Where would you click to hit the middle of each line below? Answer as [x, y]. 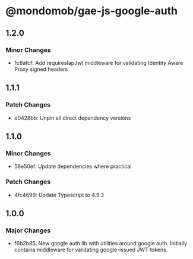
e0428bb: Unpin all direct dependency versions [72, 118]
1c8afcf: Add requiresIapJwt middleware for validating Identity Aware [99, 63]
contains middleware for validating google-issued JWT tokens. [91, 250]
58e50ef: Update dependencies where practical [73, 166]
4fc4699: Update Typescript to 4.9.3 [59, 195]
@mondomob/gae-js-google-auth [92, 11]
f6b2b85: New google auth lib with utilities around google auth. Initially [101, 244]
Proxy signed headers [41, 69]
